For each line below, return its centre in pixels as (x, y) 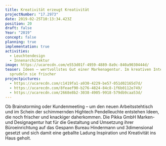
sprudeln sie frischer (33, 74)
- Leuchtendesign (27, 56)
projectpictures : (23, 79)
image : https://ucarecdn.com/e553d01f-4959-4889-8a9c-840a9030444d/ (77, 65)
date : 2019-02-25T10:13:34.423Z (38, 19)
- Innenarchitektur (30, 60)
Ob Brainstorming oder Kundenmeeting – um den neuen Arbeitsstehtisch (79, 106)
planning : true (21, 42)
